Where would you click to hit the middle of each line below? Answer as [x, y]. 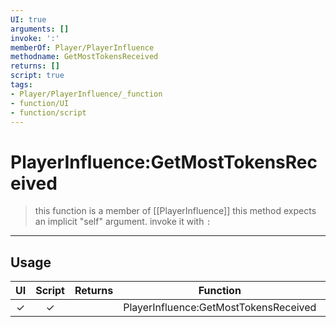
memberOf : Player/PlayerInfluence [82, 47]
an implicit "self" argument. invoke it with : [123, 222]
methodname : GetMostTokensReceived [84, 57]
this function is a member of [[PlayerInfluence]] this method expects [175, 211]
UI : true [28, 19]
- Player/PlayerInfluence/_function [86, 94]
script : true [37, 76]
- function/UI [40, 103]
